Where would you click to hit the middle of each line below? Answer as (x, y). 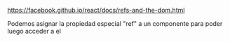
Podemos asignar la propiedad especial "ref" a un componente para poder (115, 23)
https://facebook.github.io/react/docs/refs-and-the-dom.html (96, 10)
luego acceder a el (34, 31)
